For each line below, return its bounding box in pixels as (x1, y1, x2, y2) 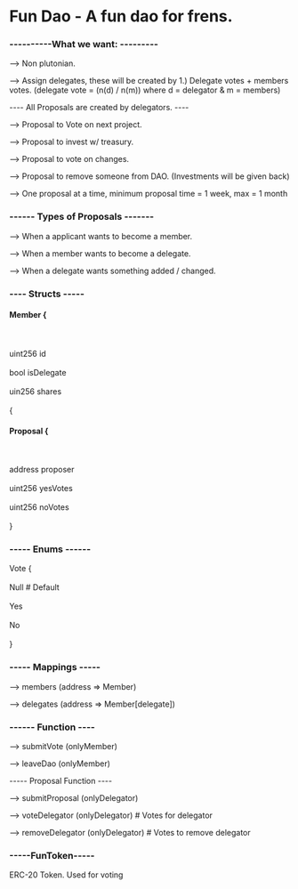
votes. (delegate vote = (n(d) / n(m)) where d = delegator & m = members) (9, 85, 281, 95)
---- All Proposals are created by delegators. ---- (9, 102, 189, 113)
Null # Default (9, 582, 60, 593)
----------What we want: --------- (9, 38, 158, 51)
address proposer (9, 465, 75, 475)
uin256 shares (9, 385, 62, 397)
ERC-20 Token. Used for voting (9, 869, 124, 880)
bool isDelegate (9, 367, 67, 377)
